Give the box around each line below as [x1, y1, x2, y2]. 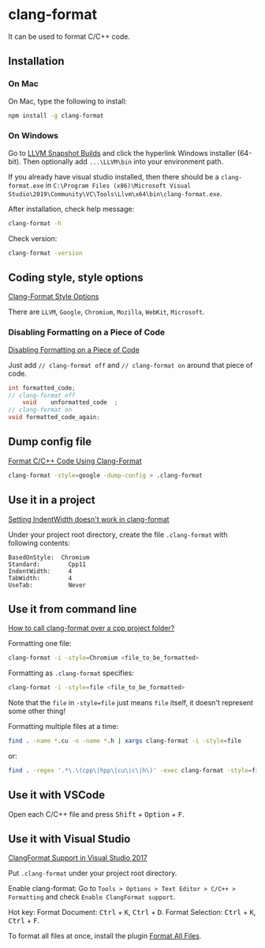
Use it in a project [8, 493, 96, 507]
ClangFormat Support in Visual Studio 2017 [8, 853, 148, 863]
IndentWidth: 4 [8, 567, 73, 575]
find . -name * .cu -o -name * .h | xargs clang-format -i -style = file [8, 737, 242, 745]
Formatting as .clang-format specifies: [8, 668, 134, 678]
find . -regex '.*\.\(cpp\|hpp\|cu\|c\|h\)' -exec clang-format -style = [8, 766, 252, 774]
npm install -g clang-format [8, 111, 104, 119]
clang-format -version [8, 249, 83, 257]
